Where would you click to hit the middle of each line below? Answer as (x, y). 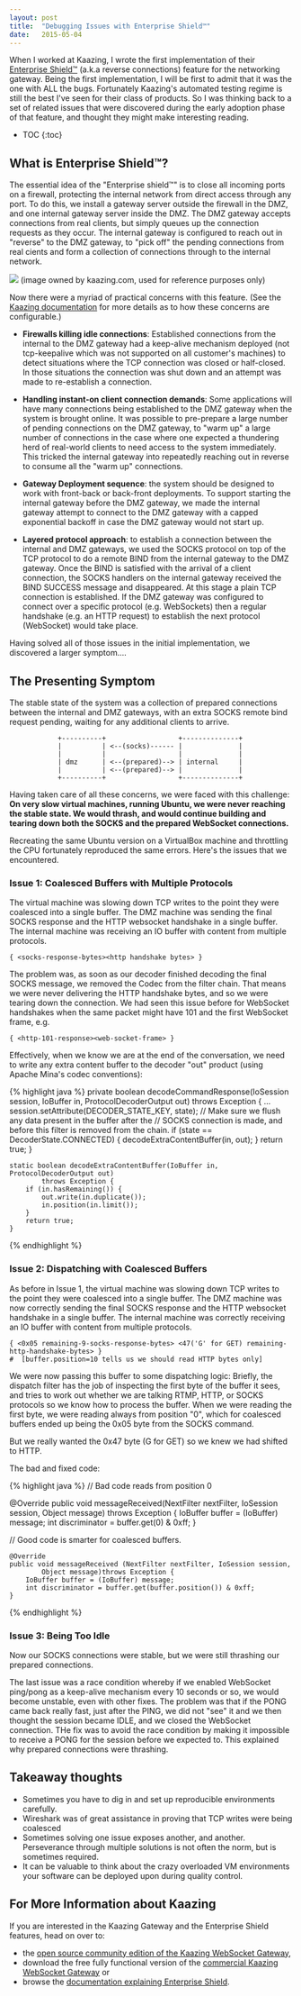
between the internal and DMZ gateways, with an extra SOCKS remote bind (149, 712)
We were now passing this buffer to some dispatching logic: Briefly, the (141, 1375)
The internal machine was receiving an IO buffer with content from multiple (148, 931)
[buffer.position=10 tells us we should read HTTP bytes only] (142, 1359)
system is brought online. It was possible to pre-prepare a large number (155, 419)
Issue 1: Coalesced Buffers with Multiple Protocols (121, 883)
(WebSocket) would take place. (80, 626)
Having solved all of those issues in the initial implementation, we (130, 643)
